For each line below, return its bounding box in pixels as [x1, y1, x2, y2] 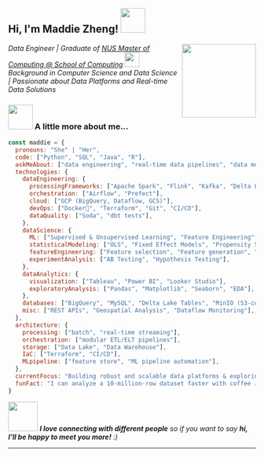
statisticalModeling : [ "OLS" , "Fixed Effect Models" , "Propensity [28, 241, 251, 249]
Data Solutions [8, 84, 57, 94]
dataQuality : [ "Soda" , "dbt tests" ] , [28, 211, 153, 220]
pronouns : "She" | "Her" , [15, 146, 101, 154]
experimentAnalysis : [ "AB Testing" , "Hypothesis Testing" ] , [28, 256, 230, 264]
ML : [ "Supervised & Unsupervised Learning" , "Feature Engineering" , [28, 233, 258, 242]
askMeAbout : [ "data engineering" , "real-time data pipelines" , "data [15, 160, 247, 169]
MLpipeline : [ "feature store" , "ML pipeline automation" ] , [22, 358, 220, 366]
